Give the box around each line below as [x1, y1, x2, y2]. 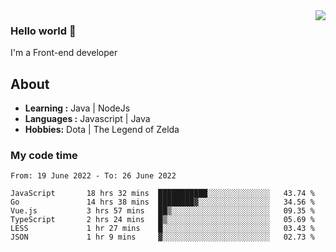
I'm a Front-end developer [10, 47, 118, 59]
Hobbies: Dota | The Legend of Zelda [24, 124, 180, 136]
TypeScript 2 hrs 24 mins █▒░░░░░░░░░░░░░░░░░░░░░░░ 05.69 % [10, 215, 315, 225]
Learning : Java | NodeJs [24, 102, 131, 114]
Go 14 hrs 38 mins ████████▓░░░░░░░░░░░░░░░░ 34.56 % [10, 197, 315, 208]
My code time [10, 149, 78, 163]
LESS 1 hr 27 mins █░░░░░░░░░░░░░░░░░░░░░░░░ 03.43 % [10, 224, 315, 234]
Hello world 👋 [10, 24, 77, 38]
